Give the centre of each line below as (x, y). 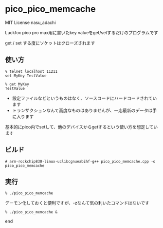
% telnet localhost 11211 (31, 71)
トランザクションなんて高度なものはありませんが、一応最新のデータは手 (84, 110)
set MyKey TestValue (26, 76)
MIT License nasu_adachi (30, 22)
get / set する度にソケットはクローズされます (50, 43)
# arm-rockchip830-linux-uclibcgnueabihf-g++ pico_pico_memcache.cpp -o (80, 161)
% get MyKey (17, 84)
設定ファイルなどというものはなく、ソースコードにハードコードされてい (84, 98)
